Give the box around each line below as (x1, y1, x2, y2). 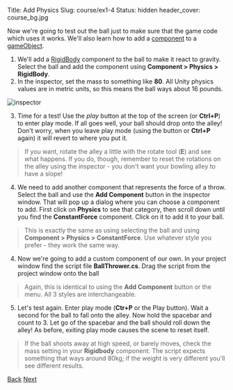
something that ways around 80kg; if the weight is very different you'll (24, 354, 225, 362)
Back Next (7, 375, 37, 383)
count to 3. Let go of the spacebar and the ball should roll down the (17, 318, 211, 327)
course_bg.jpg (7, 13, 49, 22)
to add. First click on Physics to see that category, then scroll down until (17, 205, 225, 213)
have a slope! (24, 170, 63, 178)
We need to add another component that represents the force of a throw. (17, 183, 226, 191)
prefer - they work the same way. (24, 241, 120, 249)
